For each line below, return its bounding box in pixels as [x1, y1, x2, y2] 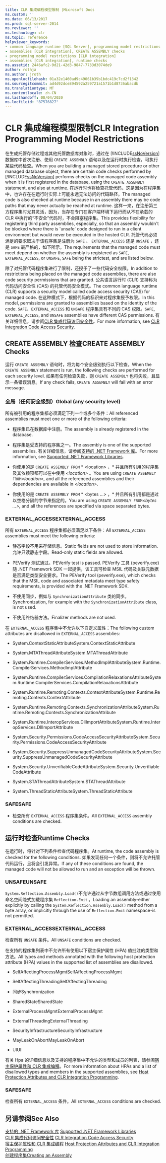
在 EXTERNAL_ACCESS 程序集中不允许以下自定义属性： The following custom [5, 625, 155, 631]
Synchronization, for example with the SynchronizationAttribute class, [12, 599, 158, 605]
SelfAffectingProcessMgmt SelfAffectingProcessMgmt [12, 969, 122, 975]
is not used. [12, 604, 37, 610]
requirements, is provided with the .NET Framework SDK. [12, 583, 129, 589]
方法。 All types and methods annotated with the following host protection [5, 954, 155, 960]
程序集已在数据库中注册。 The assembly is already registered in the [12, 426, 149, 432]
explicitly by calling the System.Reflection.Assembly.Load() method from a [5, 902, 158, 908]
